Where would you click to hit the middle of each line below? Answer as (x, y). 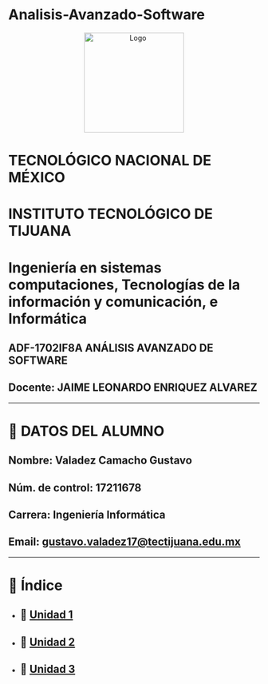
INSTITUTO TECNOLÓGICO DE (111, 214)
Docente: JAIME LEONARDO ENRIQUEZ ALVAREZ (133, 388)
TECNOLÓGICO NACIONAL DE (110, 161)
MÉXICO (37, 178)
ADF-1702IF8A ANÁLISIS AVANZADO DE (111, 348)
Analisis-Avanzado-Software (107, 15)
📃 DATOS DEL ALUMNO (87, 431)
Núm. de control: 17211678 (75, 488)
